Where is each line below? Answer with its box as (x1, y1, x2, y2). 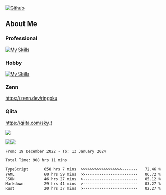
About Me (5, 19, 37, 28)
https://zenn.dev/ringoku (5, 95, 58, 102)
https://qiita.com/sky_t (5, 119, 52, 126)
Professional (5, 35, 37, 42)
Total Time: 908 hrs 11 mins (5, 158, 67, 163)
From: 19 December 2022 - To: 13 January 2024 (5, 149, 106, 154)
